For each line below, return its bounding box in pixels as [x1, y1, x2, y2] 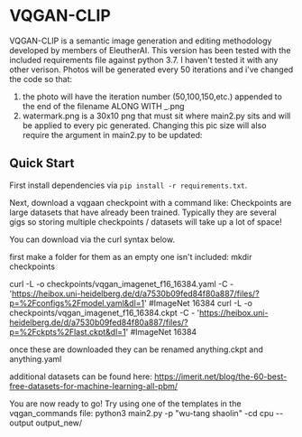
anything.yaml [9, 353, 62, 364]
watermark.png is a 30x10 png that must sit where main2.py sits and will [22, 110, 291, 121]
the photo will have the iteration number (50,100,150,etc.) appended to [22, 91, 282, 102]
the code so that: [9, 73, 73, 84]
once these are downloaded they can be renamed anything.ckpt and [9, 344, 264, 355]
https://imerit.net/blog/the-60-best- [154, 371, 288, 382]
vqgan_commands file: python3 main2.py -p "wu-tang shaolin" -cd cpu [9, 407, 274, 418]
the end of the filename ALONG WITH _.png [22, 100, 185, 111]
